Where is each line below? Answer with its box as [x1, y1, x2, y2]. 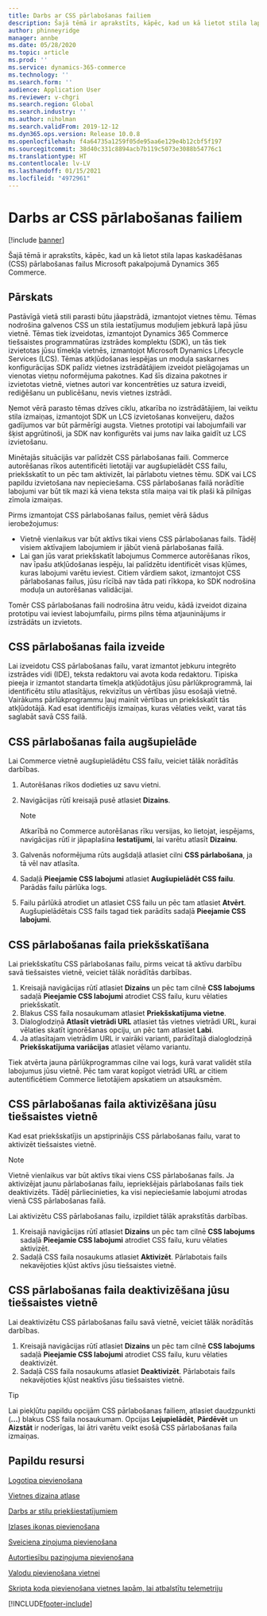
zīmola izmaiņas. [8, 494, 64, 504]
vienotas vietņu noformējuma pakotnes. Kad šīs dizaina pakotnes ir [8, 371, 228, 381]
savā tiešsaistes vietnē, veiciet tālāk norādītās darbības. [8, 968, 192, 978]
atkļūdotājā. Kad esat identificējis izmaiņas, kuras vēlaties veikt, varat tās [8, 704, 247, 713]
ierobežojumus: [8, 518, 60, 528]
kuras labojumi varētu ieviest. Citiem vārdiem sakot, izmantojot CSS [19, 568, 241, 577]
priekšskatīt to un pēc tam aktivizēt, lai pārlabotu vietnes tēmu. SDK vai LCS [8, 469, 257, 478]
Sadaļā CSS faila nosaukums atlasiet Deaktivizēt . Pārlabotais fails [19, 1366, 236, 1376]
